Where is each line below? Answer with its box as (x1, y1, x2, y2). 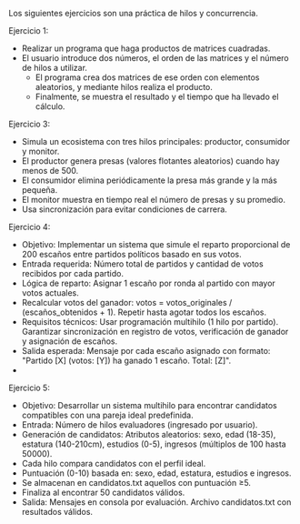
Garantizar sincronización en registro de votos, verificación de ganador (21, 327, 289, 337)
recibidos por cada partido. (21, 268, 125, 278)
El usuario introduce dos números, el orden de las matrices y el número (21, 53, 289, 63)
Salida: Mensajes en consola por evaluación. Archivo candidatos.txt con (21, 497, 292, 508)
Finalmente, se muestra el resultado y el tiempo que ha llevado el (35, 91, 279, 102)
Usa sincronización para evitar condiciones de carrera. (21, 204, 228, 215)
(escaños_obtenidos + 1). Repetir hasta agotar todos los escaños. (21, 307, 267, 317)
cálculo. (35, 101, 65, 112)
